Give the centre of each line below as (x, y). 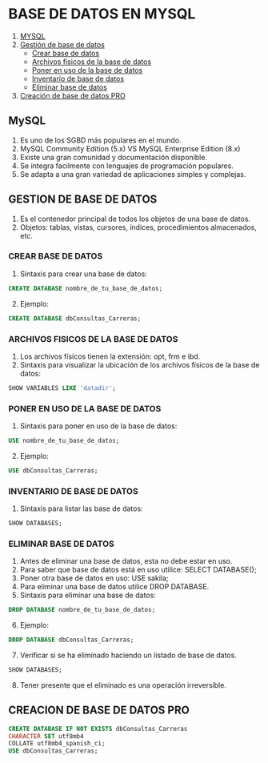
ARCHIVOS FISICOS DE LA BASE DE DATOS (93, 339)
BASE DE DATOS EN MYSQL (102, 14)
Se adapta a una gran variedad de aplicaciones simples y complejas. (133, 174)
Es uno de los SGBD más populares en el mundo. (100, 140)
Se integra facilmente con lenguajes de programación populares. (126, 166)
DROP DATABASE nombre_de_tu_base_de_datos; (82, 610)
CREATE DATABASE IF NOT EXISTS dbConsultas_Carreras (98, 729)
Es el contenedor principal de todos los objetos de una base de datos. (135, 219)
